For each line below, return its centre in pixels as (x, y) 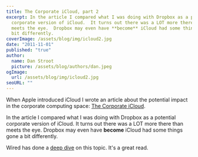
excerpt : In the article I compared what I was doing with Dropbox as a (97, 17)
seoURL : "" (19, 83)
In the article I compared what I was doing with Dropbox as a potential (91, 117)
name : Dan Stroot (33, 61)
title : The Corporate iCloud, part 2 (52, 12)
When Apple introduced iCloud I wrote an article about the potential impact (97, 100)
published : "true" (29, 50)
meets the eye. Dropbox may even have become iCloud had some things (95, 130)
